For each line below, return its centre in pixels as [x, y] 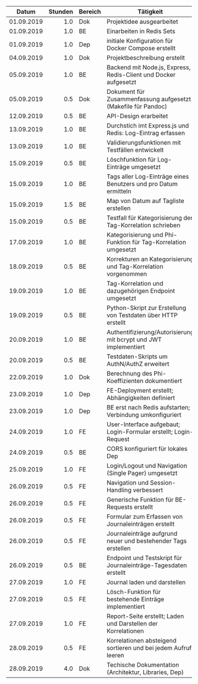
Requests [119, 507]
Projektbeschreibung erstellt [146, 58]
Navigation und [128, 482]
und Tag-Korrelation [135, 266]
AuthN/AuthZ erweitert [138, 364]
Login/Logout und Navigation [147, 466]
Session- [163, 482]
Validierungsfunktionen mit [144, 143]
